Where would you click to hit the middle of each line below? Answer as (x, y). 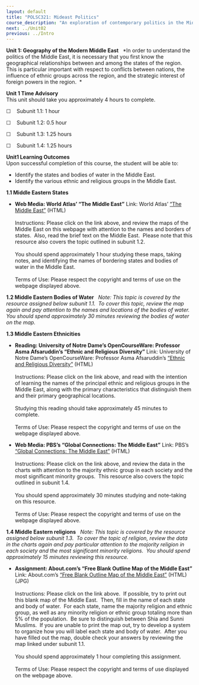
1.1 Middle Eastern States (38, 192)
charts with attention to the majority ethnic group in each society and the (103, 470)
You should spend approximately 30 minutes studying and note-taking (100, 496)
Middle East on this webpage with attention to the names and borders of (103, 229)
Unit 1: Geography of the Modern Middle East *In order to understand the (98, 50)
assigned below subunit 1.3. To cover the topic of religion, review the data (97, 538)
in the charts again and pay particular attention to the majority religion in (95, 545)
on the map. (21, 323)
